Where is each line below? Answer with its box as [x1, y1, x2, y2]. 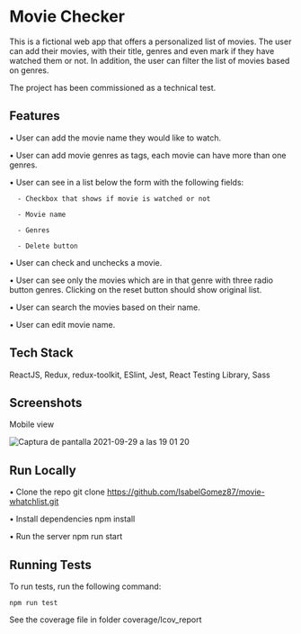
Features [9, 108, 60, 123]
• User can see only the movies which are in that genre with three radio [9, 275, 274, 285]
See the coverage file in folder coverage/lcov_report [9, 614, 202, 625]
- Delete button [17, 241, 78, 250]
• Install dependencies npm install [9, 513, 136, 524]
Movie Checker [9, 6, 126, 27]
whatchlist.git [9, 496, 59, 507]
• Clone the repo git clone [9, 486, 105, 497]
